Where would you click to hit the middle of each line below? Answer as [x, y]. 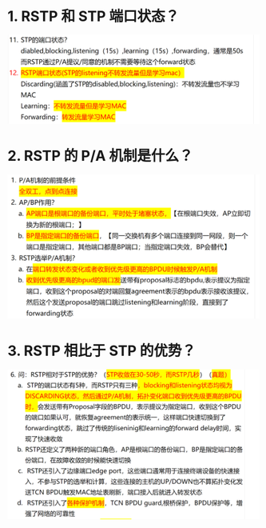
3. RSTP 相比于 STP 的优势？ [102, 351]
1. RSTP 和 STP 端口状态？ [93, 16]
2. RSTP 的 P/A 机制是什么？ [100, 156]
